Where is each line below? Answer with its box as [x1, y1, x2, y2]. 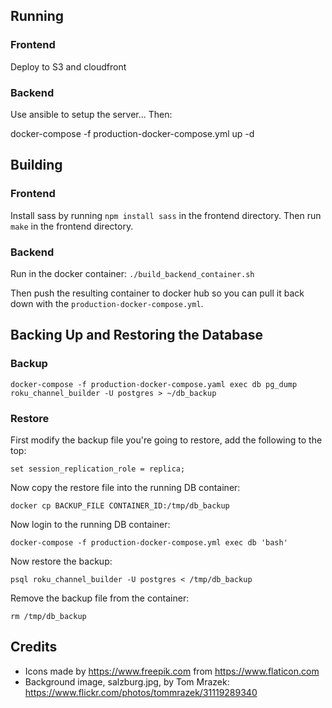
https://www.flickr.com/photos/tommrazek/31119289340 [24, 686, 258, 698]
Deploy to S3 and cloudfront [10, 60, 127, 73]
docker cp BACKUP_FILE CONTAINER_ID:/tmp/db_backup [10, 500, 230, 511]
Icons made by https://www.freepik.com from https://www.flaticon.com [24, 665, 320, 677]
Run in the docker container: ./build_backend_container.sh [10, 267, 255, 279]
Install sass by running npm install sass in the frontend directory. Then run [10, 209, 322, 221]
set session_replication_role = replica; [10, 464, 186, 474]
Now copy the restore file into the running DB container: [10, 481, 241, 493]
